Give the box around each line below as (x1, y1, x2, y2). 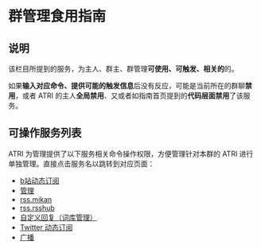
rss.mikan (19, 194, 53, 204)
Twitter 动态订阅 (19, 222, 73, 231)
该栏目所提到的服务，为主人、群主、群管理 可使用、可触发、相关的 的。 (8, 64, 239, 73)
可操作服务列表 (8, 126, 82, 140)
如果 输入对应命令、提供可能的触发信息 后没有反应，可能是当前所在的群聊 (8, 81, 245, 90)
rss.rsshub (19, 203, 56, 212)
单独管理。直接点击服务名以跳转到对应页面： (8, 158, 155, 168)
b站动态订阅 (19, 176, 60, 185)
